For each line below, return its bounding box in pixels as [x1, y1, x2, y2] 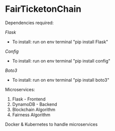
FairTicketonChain [5, 3, 82, 15]
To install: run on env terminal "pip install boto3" [12, 77, 110, 83]
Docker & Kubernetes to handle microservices [5, 121, 98, 127]
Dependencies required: [5, 20, 54, 26]
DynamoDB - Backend [12, 101, 57, 107]
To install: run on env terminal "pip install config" [12, 58, 111, 64]
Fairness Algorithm [12, 112, 50, 118]
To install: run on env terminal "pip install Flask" [12, 38, 109, 45]
